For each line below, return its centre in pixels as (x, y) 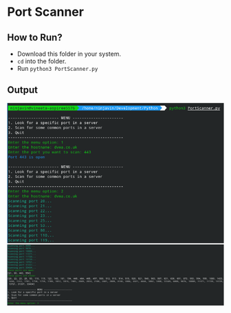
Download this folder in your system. (69, 54)
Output (22, 90)
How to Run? (35, 37)
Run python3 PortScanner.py (57, 68)
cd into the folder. (42, 61)
